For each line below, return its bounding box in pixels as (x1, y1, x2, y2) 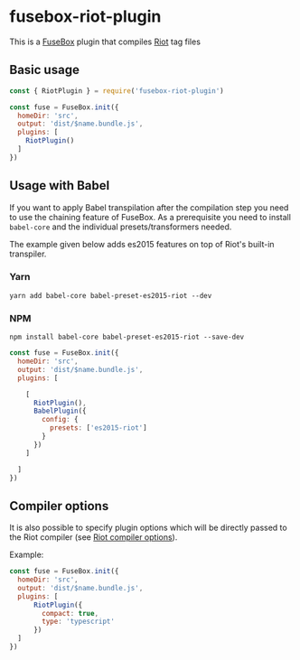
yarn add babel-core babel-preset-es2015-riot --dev (9, 291, 212, 300)
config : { (42, 415, 79, 424)
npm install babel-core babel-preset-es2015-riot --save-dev (9, 332, 245, 342)
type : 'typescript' (42, 617, 116, 627)
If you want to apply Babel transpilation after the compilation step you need (9, 201, 289, 213)
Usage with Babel (9, 178, 110, 193)
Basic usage (9, 62, 80, 78)
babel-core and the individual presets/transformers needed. (9, 221, 232, 232)
